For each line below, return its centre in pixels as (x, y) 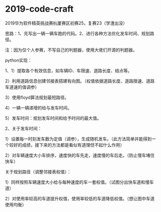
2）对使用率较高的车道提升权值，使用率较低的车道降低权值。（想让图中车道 (80, 198)
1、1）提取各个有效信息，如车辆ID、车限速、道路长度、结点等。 (69, 70)
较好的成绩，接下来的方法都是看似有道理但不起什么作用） (67, 145)
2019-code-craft (39, 9)
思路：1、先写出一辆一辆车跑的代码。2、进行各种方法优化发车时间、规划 (78, 33)
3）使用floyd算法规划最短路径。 (37, 97)
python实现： (18, 60)
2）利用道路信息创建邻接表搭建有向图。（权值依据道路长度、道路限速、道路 (80, 81)
